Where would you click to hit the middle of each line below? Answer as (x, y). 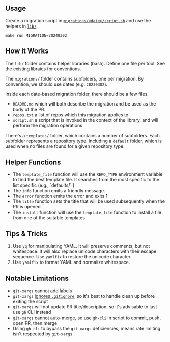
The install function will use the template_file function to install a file (87, 212)
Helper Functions (33, 162)
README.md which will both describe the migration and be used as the (84, 103)
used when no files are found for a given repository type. (65, 146)
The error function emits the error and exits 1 (60, 196)
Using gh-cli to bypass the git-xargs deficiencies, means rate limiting (87, 329)
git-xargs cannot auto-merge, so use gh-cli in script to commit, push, (87, 318)
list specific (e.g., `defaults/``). (44, 185)
